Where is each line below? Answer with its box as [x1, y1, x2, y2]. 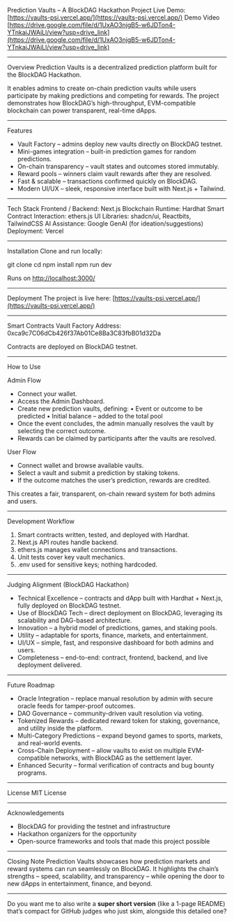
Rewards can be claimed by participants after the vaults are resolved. [17, 434, 217, 442]
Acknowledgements [7, 809, 65, 817]
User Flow [7, 448, 37, 456]
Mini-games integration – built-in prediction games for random [17, 147, 196, 156]
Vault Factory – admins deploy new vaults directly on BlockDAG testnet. [17, 140, 223, 148]
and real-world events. [17, 739, 83, 747]
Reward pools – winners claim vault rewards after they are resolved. [17, 170, 212, 177]
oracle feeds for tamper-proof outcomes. [17, 702, 136, 710]
